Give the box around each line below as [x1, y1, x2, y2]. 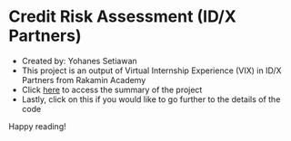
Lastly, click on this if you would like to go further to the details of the [21, 93, 281, 105]
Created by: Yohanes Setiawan [21, 55, 137, 66]
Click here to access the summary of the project [21, 84, 203, 95]
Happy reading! [8, 120, 66, 132]
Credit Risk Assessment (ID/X [8, 6, 237, 27]
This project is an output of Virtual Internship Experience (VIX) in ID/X [21, 65, 283, 76]
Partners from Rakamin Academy [21, 74, 146, 85]
